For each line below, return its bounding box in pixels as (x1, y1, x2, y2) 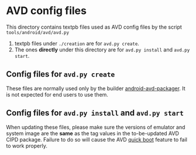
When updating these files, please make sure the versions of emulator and (6, 123, 185, 130)
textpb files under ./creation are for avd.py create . (14, 40, 139, 47)
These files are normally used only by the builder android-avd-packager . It (6, 85, 185, 92)
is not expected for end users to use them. (6, 91, 108, 98)
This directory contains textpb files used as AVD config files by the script (6, 23, 183, 30)
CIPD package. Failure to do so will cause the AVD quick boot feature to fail (6, 136, 187, 143)
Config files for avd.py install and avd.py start (6, 108, 184, 118)
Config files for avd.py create (6, 69, 115, 80)
